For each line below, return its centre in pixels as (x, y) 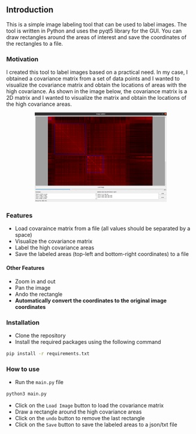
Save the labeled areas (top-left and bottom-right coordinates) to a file (102, 254)
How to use (23, 369)
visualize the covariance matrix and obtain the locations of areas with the (97, 85)
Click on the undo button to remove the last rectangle (80, 418)
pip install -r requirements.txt (48, 353)
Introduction (30, 10)
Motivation (22, 59)
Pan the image (33, 287)
